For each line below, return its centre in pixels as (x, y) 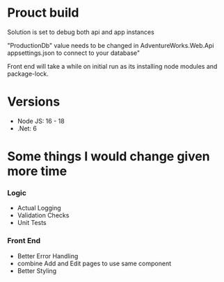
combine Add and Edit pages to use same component (94, 263)
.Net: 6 (27, 128)
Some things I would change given (109, 157)
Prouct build (43, 13)
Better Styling (37, 271)
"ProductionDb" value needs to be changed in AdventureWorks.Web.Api (111, 45)
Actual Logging (39, 208)
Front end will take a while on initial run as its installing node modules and (112, 66)
